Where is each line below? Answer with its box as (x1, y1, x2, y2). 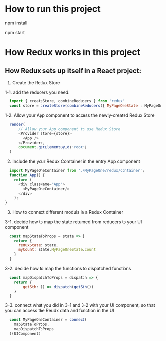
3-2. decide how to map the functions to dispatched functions (5, 266, 131, 272)
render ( (9, 122, 26, 127)
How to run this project (5, 3, 101, 15)
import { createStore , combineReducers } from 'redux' (9, 98, 125, 103)
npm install (5, 20, 28, 26)
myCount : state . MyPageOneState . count (18, 247, 96, 252)
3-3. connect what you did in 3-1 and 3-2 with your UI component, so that (5, 302, 155, 308)
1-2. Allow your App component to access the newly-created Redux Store (5, 112, 155, 118)
